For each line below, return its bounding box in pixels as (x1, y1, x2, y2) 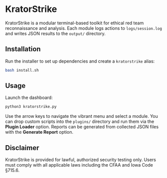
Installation (5, 45, 41, 53)
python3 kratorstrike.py (5, 104, 57, 109)
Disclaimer (5, 143, 39, 152)
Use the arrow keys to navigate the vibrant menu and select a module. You (5, 113, 159, 119)
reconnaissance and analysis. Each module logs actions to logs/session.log (5, 25, 162, 31)
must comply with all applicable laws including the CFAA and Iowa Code (5, 162, 153, 168)
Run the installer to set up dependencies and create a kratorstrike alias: (5, 58, 155, 64)
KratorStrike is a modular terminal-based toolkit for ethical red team (5, 20, 144, 26)
